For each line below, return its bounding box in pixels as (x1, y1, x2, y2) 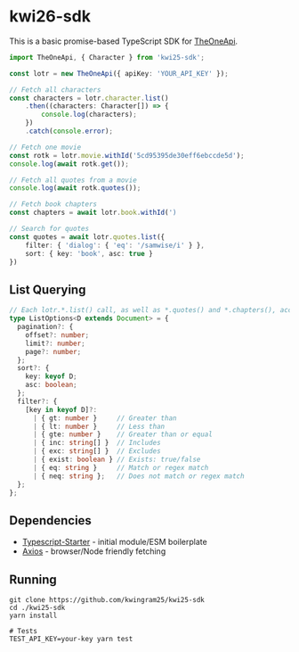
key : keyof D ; (25, 372, 77, 381)
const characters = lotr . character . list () (9, 94, 169, 103)
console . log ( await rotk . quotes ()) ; (9, 184, 141, 193)
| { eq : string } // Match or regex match (32, 463, 209, 472)
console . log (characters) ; (41, 110, 138, 120)
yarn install (9, 611, 58, 620)
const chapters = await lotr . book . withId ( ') (9, 208, 177, 218)
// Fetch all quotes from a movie (9, 176, 138, 185)
